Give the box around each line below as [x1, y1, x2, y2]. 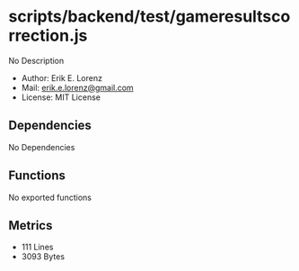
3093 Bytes [21, 251, 65, 262]
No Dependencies [8, 141, 75, 152]
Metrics [8, 218, 53, 233]
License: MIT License [21, 92, 101, 103]
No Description [8, 55, 65, 66]
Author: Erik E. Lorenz [21, 72, 102, 83]
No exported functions [8, 192, 92, 203]
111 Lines [21, 241, 54, 253]
